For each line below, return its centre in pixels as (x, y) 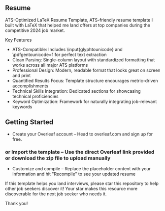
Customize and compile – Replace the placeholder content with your (82, 168)
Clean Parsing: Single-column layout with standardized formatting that (83, 60)
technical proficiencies (35, 96)
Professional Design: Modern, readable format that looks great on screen (86, 70)
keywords (22, 106)
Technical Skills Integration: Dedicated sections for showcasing (77, 91)
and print (21, 75)
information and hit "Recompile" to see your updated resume (74, 174)
